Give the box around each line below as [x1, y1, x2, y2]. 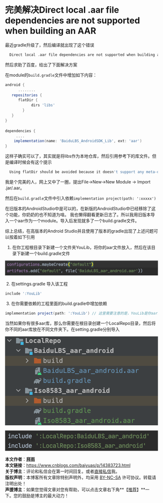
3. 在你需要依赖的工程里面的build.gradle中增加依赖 [6, 301, 108, 306]
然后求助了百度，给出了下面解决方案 [5, 62, 78, 67]
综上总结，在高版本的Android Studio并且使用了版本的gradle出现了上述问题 [5, 228, 154, 234]
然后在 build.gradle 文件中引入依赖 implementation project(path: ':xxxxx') [5, 195, 156, 201]
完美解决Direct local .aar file [5, 4, 119, 16]
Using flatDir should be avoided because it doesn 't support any [9, 169, 145, 175]
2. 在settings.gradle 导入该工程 [6, 281, 68, 287]
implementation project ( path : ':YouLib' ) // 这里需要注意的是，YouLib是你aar [5, 311, 158, 316]
